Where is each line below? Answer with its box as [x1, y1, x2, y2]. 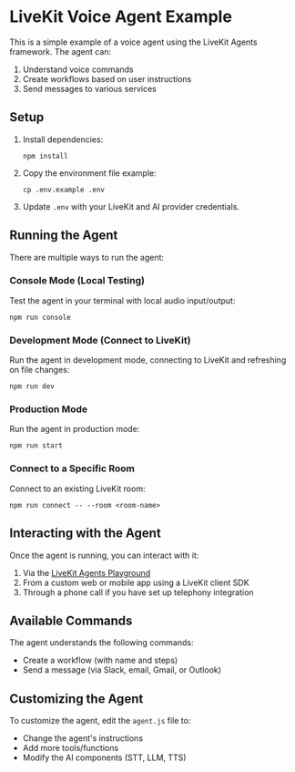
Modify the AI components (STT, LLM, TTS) [22, 752, 187, 763]
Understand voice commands [22, 64, 134, 75]
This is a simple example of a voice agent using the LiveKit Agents [9, 36, 258, 47]
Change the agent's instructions [22, 733, 144, 744]
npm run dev [9, 382, 55, 391]
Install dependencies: [22, 134, 104, 145]
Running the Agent [9, 228, 118, 243]
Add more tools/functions [22, 743, 119, 754]
